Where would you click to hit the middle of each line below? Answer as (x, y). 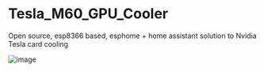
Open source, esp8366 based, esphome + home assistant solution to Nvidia (132, 36)
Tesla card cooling (38, 44)
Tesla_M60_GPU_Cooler (88, 14)
